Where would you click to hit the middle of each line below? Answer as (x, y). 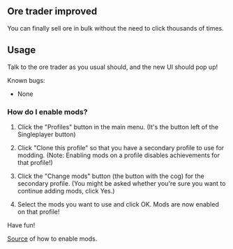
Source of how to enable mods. (52, 239)
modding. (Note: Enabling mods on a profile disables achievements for (118, 155)
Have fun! (21, 225)
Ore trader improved (52, 11)
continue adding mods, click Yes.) (66, 191)
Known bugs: (26, 80)
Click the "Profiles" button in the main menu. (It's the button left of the (118, 127)
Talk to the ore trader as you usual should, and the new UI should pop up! (113, 67)
